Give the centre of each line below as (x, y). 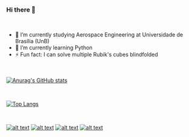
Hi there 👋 (21, 10)
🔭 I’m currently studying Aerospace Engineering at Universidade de (99, 35)
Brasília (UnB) (32, 41)
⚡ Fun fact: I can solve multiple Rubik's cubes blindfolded (87, 55)
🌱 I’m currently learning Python (54, 47)
